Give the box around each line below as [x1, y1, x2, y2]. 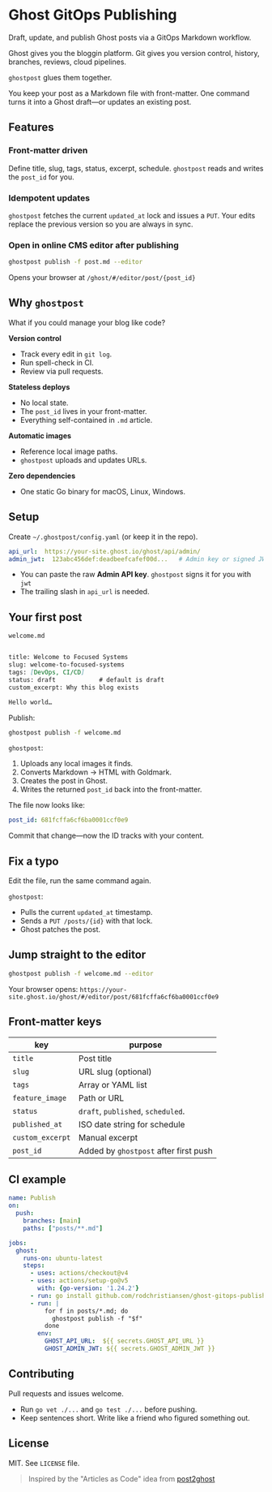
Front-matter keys [8, 1015, 102, 1028]
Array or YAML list [78, 1079, 147, 1090]
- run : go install [29, 1291, 92, 1300]
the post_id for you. [8, 172, 74, 182]
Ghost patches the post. [19, 925, 101, 934]
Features [8, 120, 54, 135]
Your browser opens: [8, 984, 79, 994]
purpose [129, 1039, 163, 1050]
